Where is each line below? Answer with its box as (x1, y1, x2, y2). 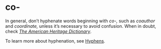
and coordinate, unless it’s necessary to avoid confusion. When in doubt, (5, 23, 156, 29)
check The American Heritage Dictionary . (5, 28, 92, 34)
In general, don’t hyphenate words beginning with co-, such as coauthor (5, 18, 155, 24)
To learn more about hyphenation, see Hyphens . (5, 38, 106, 44)
